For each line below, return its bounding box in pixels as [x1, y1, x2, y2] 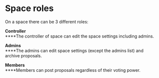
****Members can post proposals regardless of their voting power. [5, 67, 141, 73]
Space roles [5, 3, 54, 14]
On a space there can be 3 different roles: [5, 19, 89, 25]
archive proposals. [5, 52, 42, 58]
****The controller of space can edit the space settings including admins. [5, 33, 154, 39]
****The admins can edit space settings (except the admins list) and [5, 48, 144, 53]
